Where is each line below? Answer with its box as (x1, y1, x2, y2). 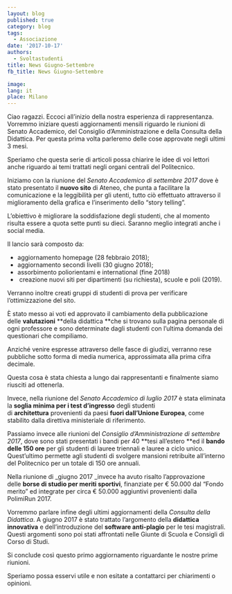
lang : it (7, 87, 33, 94)
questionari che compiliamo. (7, 332, 88, 340)
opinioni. (7, 579, 33, 588)
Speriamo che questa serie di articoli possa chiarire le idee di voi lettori (7, 155, 210, 164)
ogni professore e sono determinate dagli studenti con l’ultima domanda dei (7, 324, 223, 333)
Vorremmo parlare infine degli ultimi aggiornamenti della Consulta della (7, 508, 211, 516)
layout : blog (7, 10, 45, 17)
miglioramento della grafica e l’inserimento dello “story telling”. (7, 198, 186, 207)
